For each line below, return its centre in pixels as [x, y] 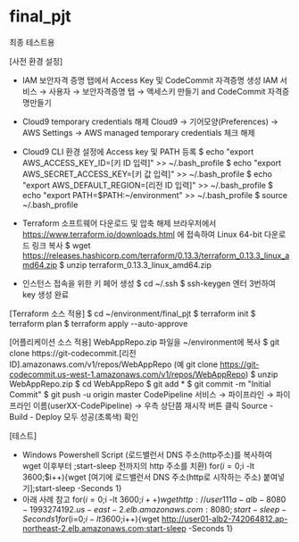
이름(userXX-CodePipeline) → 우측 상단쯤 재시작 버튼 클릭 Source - [153, 405]
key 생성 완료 [46, 294]
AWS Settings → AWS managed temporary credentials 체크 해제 [139, 132]
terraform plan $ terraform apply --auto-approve [99, 323]
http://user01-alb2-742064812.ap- [225, 519]
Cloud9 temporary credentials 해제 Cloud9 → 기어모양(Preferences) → [150, 121]
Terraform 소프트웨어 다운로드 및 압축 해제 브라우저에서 [119, 223]
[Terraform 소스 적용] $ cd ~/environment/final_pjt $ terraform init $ [133, 313]
